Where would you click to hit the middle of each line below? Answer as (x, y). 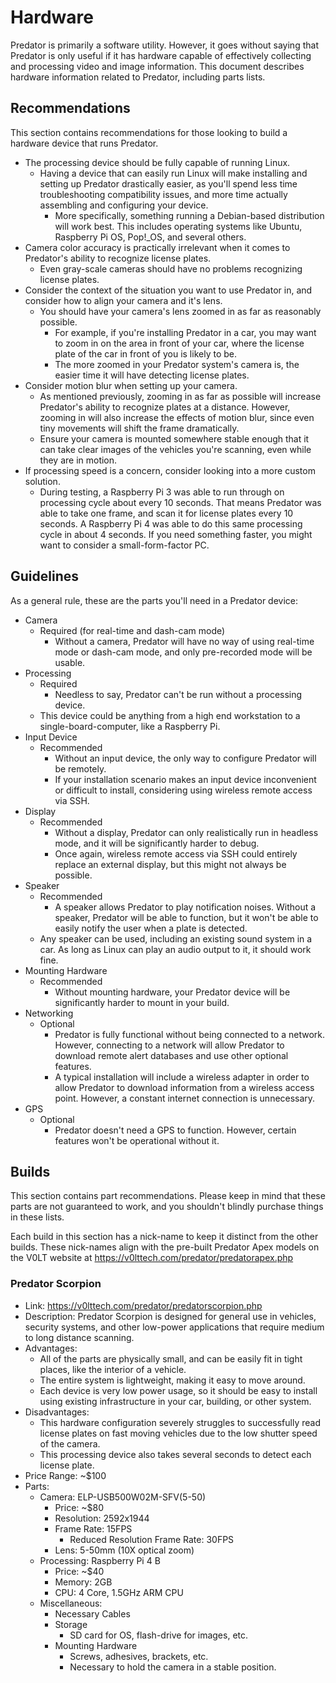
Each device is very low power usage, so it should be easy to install (178, 1390)
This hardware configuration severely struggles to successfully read (180, 1422)
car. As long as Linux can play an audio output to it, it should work (175, 949)
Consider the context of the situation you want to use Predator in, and (168, 290)
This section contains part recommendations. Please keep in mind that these (168, 1196)
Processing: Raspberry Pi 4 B (100, 1560)
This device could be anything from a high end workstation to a (170, 715)
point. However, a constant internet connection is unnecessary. (185, 1098)
